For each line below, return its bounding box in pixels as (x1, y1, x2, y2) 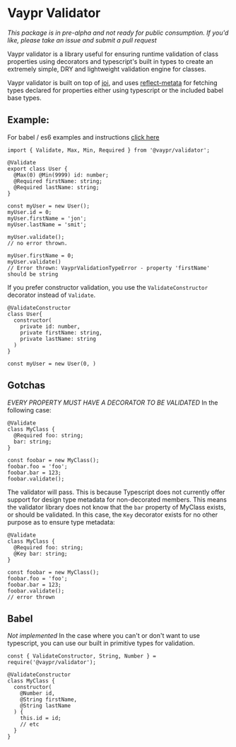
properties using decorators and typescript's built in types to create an (7, 57, 213, 65)
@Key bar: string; (13, 550, 69, 557)
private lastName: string (20, 335, 97, 342)
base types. (7, 94, 42, 102)
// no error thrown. (7, 240, 69, 247)
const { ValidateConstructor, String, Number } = (7, 653, 157, 660)
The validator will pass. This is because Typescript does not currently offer (7, 488, 225, 496)
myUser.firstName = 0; (7, 252, 74, 259)
